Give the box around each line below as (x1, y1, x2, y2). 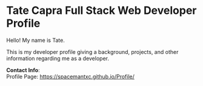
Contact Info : (6, 66, 41, 73)
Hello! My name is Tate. (6, 36, 65, 44)
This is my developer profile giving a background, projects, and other (6, 48, 179, 55)
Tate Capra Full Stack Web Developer (6, 4, 197, 18)
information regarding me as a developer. (6, 55, 109, 62)
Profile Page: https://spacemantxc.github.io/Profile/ (6, 73, 135, 80)
